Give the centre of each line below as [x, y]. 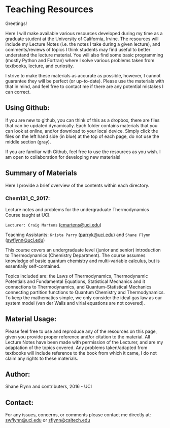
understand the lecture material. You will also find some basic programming [84, 55]
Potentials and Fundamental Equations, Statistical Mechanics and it [75, 281]
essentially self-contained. [33, 266]
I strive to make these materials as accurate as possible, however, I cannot [83, 75]
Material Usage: [31, 319]
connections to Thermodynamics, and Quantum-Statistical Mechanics [78, 287]
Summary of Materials [41, 173]
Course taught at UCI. [28, 215]
